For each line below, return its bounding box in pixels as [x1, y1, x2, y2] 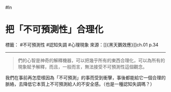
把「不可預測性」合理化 [5, 24, 104, 35]
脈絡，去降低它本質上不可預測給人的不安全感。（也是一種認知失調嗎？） [5, 81, 155, 87]
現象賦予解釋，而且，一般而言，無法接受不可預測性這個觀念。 [17, 63, 148, 70]
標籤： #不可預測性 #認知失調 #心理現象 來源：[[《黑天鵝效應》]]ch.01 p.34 [5, 41, 159, 48]
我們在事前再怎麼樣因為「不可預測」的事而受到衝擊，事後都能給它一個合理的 [5, 74, 166, 81]
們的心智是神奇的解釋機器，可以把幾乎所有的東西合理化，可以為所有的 [17, 57, 165, 63]
